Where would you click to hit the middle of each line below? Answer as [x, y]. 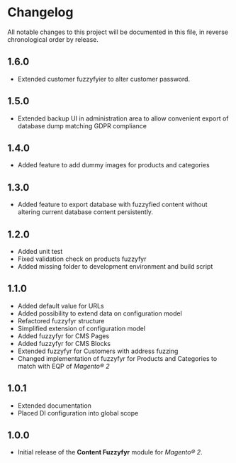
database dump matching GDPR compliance [82, 125]
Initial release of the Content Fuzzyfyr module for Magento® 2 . [110, 452]
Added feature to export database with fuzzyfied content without [112, 205]
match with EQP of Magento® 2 [63, 366]
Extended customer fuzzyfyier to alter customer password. [103, 79]
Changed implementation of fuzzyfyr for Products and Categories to [117, 358]
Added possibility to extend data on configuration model [100, 313]
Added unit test [40, 251]
